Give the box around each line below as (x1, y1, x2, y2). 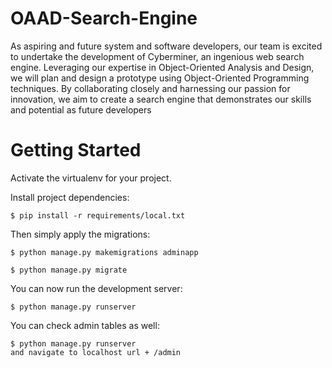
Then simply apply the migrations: (10, 228, 151, 240)
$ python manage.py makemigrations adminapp (10, 247, 199, 257)
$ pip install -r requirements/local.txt (10, 210, 186, 221)
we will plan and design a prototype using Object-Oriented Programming (10, 72, 310, 84)
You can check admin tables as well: (10, 319, 160, 331)
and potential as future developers (10, 103, 152, 116)
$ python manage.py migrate (10, 265, 128, 275)
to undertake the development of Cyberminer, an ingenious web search (10, 50, 305, 62)
